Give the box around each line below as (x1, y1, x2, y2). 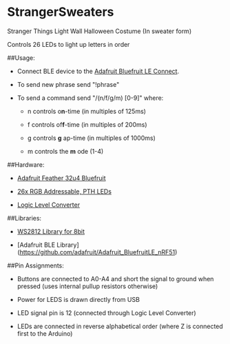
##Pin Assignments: (7, 261, 64, 270)
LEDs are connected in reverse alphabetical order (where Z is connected (17, 322, 224, 330)
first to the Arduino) (17, 329, 73, 338)
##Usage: (7, 53, 36, 62)
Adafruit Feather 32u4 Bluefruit (17, 174, 106, 182)
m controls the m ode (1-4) (27, 147, 104, 155)
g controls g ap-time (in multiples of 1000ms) (27, 134, 156, 142)
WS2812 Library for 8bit (17, 227, 85, 235)
